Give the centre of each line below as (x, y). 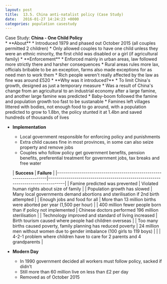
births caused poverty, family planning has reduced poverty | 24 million (86, 226)
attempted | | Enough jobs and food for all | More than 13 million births (84, 200)
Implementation (29, 127)
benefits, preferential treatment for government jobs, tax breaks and (90, 158)
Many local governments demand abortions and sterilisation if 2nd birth (86, 194)
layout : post (19, 10)
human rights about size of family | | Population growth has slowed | (82, 189)
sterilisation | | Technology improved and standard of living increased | (85, 216)
